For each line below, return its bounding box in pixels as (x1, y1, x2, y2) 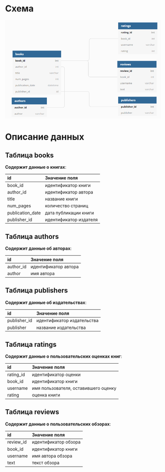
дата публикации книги (45, 210, 94, 216)
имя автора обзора (32, 453, 73, 459)
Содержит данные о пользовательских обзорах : (5, 421, 111, 427)
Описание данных (5, 132, 84, 142)
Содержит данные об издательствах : (5, 299, 87, 305)
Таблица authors (5, 232, 59, 240)
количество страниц (45, 203, 88, 209)
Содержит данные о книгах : (5, 164, 67, 170)
